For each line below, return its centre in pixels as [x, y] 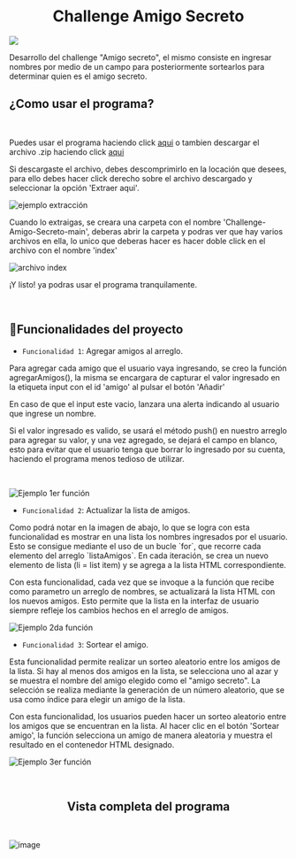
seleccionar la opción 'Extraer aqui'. [74, 188]
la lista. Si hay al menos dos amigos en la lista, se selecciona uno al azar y [144, 671]
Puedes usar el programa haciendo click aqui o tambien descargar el [134, 142]
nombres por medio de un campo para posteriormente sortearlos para [137, 66]
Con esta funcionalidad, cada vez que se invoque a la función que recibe [142, 582]
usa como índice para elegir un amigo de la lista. [97, 699]
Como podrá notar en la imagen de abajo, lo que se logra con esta [129, 527]
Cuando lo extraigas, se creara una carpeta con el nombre [115, 222]
